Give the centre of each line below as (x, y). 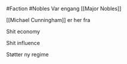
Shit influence (23, 43)
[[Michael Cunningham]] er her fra (48, 20)
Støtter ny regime (27, 55)
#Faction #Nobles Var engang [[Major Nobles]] (64, 9)
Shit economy (23, 31)
